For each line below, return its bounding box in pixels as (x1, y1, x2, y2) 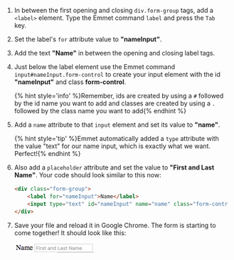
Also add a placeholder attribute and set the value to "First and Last (14, 163, 215, 172)
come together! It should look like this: (14, 228, 127, 237)
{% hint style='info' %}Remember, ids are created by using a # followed (14, 92, 224, 100)
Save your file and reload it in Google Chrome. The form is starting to (14, 221, 216, 229)
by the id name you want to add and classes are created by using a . (14, 99, 216, 108)
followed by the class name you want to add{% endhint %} (14, 107, 187, 115)
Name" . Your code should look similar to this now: (14, 171, 161, 179)
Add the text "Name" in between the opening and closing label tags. (14, 49, 216, 57)
